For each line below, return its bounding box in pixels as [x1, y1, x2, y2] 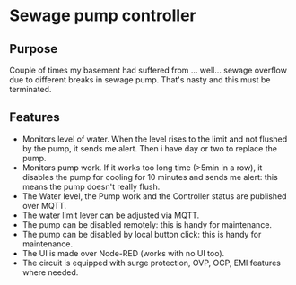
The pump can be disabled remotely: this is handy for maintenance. [22, 219, 272, 229]
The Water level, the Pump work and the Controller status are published [22, 190, 287, 202]
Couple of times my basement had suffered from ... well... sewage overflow [9, 65, 287, 75]
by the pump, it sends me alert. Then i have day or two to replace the [22, 142, 278, 153]
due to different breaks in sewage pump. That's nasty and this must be [9, 74, 271, 85]
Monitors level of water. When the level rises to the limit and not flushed [22, 134, 288, 144]
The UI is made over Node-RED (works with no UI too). [22, 247, 225, 258]
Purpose [9, 41, 58, 56]
